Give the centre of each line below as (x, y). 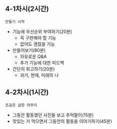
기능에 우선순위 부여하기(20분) (42, 31)
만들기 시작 (15, 21)
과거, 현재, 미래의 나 (39, 75)
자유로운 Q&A (33, 56)
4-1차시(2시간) (27, 9)
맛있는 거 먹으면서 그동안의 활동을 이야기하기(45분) (62, 121)
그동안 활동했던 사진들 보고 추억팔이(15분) (53, 115)
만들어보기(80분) (29, 50)
